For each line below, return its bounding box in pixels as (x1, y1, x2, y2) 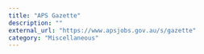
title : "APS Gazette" (8, 11, 81, 20)
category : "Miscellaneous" (8, 33, 99, 42)
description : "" (8, 19, 63, 27)
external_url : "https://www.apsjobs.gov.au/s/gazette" (8, 26, 197, 34)
